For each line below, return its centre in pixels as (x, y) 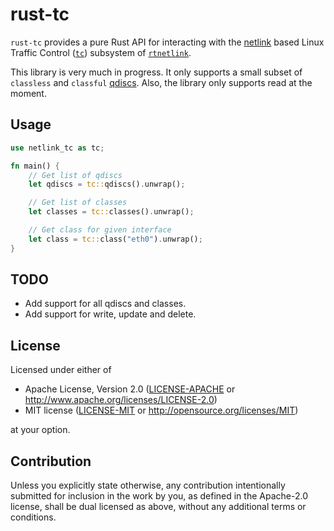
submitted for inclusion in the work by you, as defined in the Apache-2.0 (159, 496)
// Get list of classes (78, 203)
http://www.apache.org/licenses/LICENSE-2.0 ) (121, 400)
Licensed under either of (61, 370)
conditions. (33, 517)
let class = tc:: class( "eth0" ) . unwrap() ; (115, 239)
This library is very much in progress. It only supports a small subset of (156, 72)
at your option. (40, 430)
